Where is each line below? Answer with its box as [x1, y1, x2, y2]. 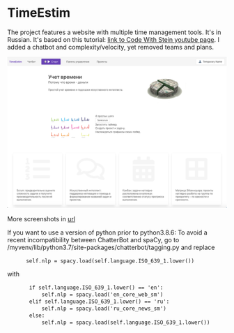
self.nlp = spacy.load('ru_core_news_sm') [41, 305, 167, 312]
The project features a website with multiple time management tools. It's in [7, 28, 221, 36]
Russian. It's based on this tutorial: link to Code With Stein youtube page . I [7, 35, 219, 43]
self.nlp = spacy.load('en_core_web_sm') [41, 291, 164, 298]
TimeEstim [7, 5, 71, 21]
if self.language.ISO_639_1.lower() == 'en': [29, 284, 164, 291]
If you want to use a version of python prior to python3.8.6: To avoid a [7, 228, 208, 237]
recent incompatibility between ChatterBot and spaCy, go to [7, 235, 180, 244]
